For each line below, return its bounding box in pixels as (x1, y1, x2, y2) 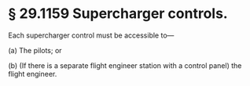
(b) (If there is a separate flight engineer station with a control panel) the (8, 60, 242, 70)
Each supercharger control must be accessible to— (8, 30, 175, 40)
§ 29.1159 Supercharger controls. (8, 5, 228, 23)
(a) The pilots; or (8, 45, 62, 55)
